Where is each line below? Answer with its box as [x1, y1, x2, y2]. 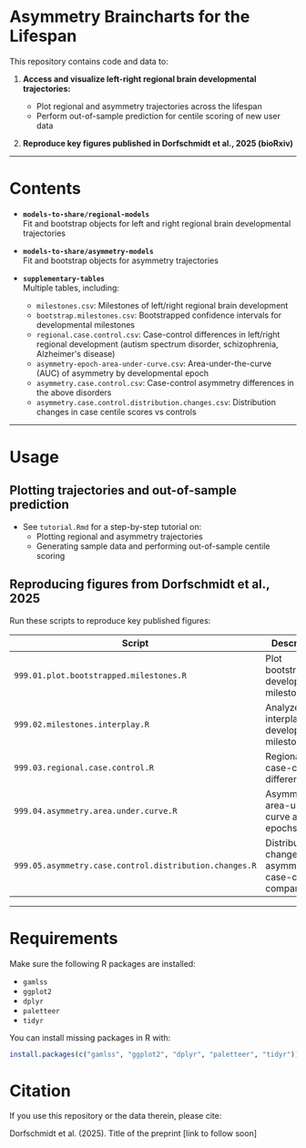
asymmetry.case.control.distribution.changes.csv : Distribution [36, 396, 276, 407]
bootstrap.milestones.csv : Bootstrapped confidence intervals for [36, 310, 282, 320]
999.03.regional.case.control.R [14, 762, 155, 773]
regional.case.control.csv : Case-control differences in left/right [36, 329, 280, 340]
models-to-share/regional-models [22, 209, 150, 219]
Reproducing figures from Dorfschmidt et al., [9, 576, 270, 593]
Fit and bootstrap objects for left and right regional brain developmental [22, 218, 291, 229]
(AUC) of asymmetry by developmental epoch [36, 367, 209, 379]
